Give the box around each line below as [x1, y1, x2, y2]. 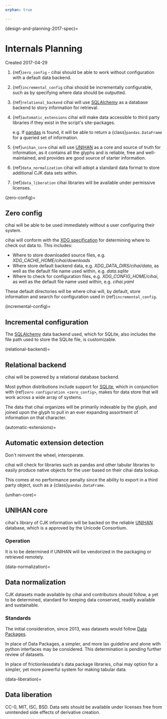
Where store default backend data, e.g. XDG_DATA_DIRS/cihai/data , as [12, 263, 159, 269]
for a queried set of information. [12, 134, 78, 140]
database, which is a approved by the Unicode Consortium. [5, 524, 127, 530]
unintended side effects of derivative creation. [5, 709, 100, 715]
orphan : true [5, 7, 32, 12]
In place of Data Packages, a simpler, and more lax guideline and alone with [5, 641, 161, 647]
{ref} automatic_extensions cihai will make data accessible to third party [12, 114, 160, 120]
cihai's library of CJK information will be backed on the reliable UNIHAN [5, 519, 153, 525]
